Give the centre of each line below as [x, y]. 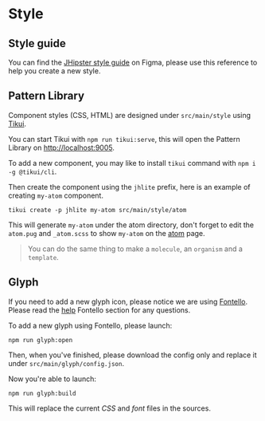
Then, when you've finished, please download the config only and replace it [132, 355]
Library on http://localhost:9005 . [62, 148]
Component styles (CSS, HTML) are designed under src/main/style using [130, 115]
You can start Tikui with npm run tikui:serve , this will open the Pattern [124, 139]
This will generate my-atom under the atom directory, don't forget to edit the [131, 225]
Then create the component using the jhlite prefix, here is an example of [129, 187]
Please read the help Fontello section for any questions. [99, 310]
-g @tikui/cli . [33, 171]
